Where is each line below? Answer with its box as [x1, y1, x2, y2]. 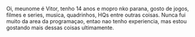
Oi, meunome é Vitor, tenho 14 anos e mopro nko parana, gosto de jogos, [6, 5, 190, 12]
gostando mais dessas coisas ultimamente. [6, 24, 114, 31]
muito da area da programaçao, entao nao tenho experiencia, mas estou [6, 18, 187, 24]
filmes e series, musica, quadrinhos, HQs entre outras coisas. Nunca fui [6, 11, 186, 18]
